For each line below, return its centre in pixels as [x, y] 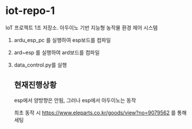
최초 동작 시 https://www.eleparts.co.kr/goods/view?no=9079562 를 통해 [100, 113]
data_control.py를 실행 [40, 65]
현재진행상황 [35, 85]
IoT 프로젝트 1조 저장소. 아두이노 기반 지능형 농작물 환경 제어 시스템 [82, 27]
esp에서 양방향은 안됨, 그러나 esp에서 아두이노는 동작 [75, 100]
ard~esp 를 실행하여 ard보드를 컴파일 [57, 52]
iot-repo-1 [30, 11]
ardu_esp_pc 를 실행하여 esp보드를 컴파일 [62, 40]
